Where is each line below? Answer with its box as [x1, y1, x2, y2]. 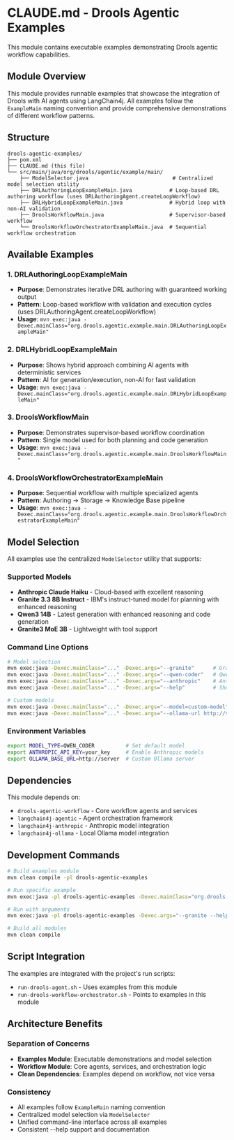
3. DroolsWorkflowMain [7, 412, 89, 422]
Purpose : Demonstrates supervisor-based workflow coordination [17, 428, 205, 437]
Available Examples [7, 248, 94, 260]
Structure [7, 131, 50, 144]
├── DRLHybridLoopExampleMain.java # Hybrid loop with [19, 199, 226, 206]
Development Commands [7, 849, 120, 861]
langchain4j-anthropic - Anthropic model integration [17, 821, 169, 830]
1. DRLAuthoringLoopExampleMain [7, 269, 127, 279]
